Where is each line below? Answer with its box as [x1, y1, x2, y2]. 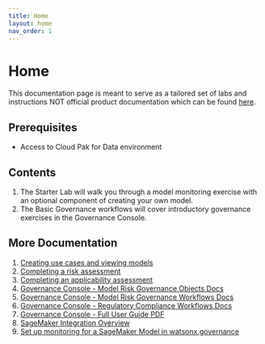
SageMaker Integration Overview [19, 317, 131, 328]
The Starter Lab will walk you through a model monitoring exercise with [19, 187, 257, 197]
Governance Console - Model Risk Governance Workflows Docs [19, 292, 234, 302]
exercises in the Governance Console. [19, 212, 147, 223]
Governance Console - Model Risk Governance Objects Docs [19, 283, 224, 293]
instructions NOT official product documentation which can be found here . [8, 97, 256, 107]
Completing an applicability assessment [19, 274, 154, 284]
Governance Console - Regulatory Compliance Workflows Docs [19, 300, 233, 310]
